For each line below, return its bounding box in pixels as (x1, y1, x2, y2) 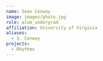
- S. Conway (11, 35, 41, 41)
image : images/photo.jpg (6, 14, 66, 20)
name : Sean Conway (6, 8, 51, 15)
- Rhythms (11, 46, 35, 52)
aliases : (6, 30, 27, 36)
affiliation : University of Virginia (6, 24, 98, 31)
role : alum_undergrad (6, 19, 59, 25)
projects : (6, 41, 30, 47)
